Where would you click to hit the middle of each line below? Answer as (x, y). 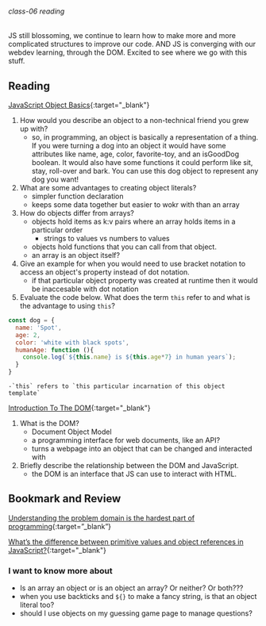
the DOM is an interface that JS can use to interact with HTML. (134, 474)
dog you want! (55, 179)
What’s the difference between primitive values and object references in (126, 542)
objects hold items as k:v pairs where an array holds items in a (133, 221)
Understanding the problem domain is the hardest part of (102, 518)
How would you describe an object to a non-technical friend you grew (134, 121)
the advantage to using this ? (67, 306)
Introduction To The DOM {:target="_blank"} (79, 408)
